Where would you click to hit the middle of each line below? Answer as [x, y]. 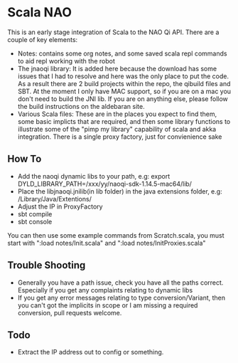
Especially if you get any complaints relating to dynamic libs [105, 290]
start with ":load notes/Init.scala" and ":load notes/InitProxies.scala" [107, 243]
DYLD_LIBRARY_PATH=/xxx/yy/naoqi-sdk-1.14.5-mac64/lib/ [104, 184]
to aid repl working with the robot [66, 60]
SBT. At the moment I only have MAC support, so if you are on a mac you [124, 91]
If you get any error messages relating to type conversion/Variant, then [121, 298]
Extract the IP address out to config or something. [91, 352]
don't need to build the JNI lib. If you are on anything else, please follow [123, 99]
